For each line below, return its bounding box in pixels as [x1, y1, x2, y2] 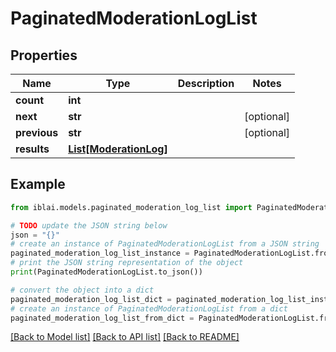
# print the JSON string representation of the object [10, 258, 244, 268]
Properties [10, 47, 78, 64]
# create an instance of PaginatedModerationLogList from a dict [10, 303, 288, 314]
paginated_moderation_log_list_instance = [10, 248, 190, 259]
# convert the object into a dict [10, 285, 155, 295]
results [15, 142, 50, 156]
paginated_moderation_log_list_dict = [10, 294, 172, 304]
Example [10, 176, 66, 193]
